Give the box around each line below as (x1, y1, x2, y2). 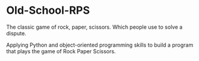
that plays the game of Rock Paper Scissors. (6, 47, 116, 54)
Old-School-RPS (6, 4, 90, 17)
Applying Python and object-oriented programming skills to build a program (6, 41, 194, 48)
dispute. (6, 29, 26, 36)
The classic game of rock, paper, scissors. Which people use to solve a (6, 23, 183, 30)
